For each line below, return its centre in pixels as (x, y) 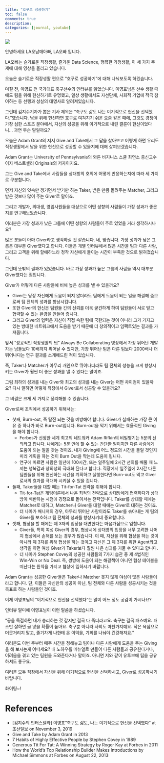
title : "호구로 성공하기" (28, 10)
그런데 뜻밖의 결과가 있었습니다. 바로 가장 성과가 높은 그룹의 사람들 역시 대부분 (79, 269)
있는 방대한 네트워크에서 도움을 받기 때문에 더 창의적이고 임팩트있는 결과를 (82, 326)
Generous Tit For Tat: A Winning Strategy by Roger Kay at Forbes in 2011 (85, 745)
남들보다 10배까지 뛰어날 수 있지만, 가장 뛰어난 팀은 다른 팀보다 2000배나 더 (86, 349)
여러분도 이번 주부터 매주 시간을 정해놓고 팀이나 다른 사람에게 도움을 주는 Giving (81, 643)
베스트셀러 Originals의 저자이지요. (46, 163)
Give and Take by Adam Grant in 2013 (50, 735)
